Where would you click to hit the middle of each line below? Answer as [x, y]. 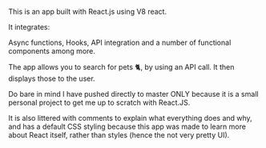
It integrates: [29, 27]
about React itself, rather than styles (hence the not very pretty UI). [119, 135]
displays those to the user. [52, 78]
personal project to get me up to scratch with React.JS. [99, 102]
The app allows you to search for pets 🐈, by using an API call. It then [121, 67]
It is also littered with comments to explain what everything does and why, [130, 118]
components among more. [52, 51]
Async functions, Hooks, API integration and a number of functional [120, 42]
